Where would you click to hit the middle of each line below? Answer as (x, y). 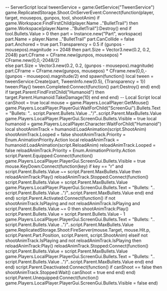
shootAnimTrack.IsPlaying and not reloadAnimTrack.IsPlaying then (73, 241)
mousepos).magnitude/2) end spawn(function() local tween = (90, 76)
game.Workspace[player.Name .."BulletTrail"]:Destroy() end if (68, 28)
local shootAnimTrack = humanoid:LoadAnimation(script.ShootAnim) (76, 129)
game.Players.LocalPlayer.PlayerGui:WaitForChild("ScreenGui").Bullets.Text (83, 108)
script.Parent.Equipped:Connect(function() (49, 156)
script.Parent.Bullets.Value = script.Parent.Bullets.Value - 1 (65, 214)
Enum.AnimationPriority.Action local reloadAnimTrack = (62, 140)
